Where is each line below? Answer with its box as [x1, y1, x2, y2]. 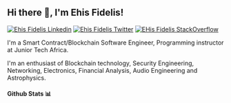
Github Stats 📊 [7, 90, 52, 98]
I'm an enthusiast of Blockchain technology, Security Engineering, [7, 59, 194, 67]
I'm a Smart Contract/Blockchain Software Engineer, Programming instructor [7, 38, 224, 47]
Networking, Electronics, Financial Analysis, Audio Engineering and [7, 66, 198, 74]
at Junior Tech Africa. [7, 45, 69, 54]
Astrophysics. [7, 73, 46, 82]
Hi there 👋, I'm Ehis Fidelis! [7, 7, 124, 19]
